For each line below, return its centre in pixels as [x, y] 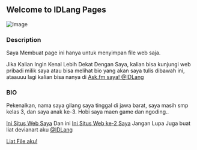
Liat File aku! [22, 141]
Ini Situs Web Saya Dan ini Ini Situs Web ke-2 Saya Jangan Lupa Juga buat [98, 123]
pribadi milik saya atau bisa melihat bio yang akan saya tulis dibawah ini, [95, 71]
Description [24, 39]
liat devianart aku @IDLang [40, 130]
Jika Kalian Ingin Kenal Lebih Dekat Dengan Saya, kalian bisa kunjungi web [98, 65]
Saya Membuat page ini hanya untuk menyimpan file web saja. [83, 53]
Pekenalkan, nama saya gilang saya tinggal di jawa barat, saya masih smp [97, 105]
